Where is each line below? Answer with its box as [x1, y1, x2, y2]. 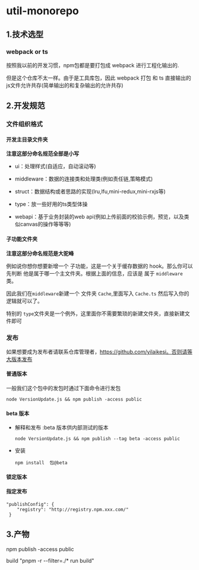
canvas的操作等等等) [20, 221, 71, 228]
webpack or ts [6, 47, 49, 56]
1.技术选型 [6, 29, 44, 39]
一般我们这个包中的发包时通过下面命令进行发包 [6, 385, 121, 392]
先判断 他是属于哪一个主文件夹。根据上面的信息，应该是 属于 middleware [6, 270, 183, 277]
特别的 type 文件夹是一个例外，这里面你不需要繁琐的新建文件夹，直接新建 [6, 310, 185, 317]
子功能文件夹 [6, 235, 37, 242]
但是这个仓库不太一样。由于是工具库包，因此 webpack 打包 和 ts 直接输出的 [6, 74, 191, 81]
